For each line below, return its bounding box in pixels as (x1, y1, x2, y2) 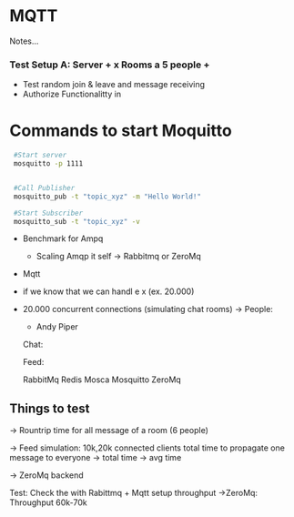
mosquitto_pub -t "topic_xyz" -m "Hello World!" (13, 192, 202, 201)
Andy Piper (35, 321, 79, 332)
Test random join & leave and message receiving (22, 79, 206, 90)
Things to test (9, 400, 90, 416)
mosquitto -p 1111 (13, 159, 84, 168)
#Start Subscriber (13, 208, 84, 218)
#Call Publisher (13, 183, 76, 192)
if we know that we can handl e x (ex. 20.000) (22, 286, 195, 297)
